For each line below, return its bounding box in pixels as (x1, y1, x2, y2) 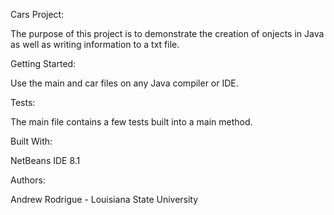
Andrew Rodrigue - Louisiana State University (10, 194, 199, 205)
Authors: (10, 174, 46, 186)
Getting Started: (10, 58, 77, 69)
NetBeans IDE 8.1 (10, 155, 81, 166)
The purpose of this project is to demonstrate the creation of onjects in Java (10, 28, 325, 39)
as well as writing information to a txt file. (10, 39, 180, 50)
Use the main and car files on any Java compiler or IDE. (10, 77, 239, 89)
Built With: (10, 135, 53, 147)
